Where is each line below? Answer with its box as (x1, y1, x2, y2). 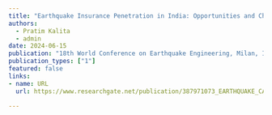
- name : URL (8, 79, 49, 87)
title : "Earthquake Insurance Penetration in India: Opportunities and (8, 11, 255, 20)
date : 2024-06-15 (8, 42, 67, 50)
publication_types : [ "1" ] (8, 57, 96, 66)
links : (8, 72, 31, 80)
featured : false (8, 65, 63, 73)
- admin (15, 34, 42, 43)
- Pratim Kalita (15, 27, 70, 35)
